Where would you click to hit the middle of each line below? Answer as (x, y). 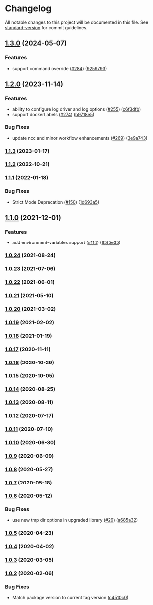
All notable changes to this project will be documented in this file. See (77, 22)
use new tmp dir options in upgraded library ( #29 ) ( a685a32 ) (75, 520)
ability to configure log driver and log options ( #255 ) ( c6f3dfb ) (76, 109)
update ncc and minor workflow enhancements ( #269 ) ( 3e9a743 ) (80, 138)
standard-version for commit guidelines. (46, 27)
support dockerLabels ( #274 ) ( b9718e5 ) (53, 115)
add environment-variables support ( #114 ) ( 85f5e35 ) (66, 242)
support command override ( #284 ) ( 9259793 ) (60, 68)
